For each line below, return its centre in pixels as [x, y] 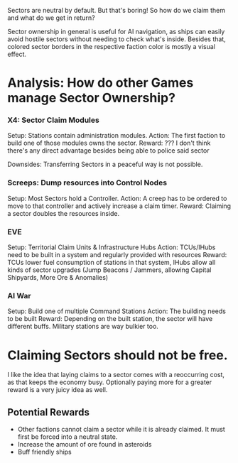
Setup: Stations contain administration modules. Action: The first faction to [117, 136]
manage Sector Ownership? [92, 98]
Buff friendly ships [45, 452]
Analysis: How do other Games [101, 83]
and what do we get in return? [51, 18]
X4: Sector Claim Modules [53, 120]
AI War [19, 296]
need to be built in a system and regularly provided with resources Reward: [117, 255]
